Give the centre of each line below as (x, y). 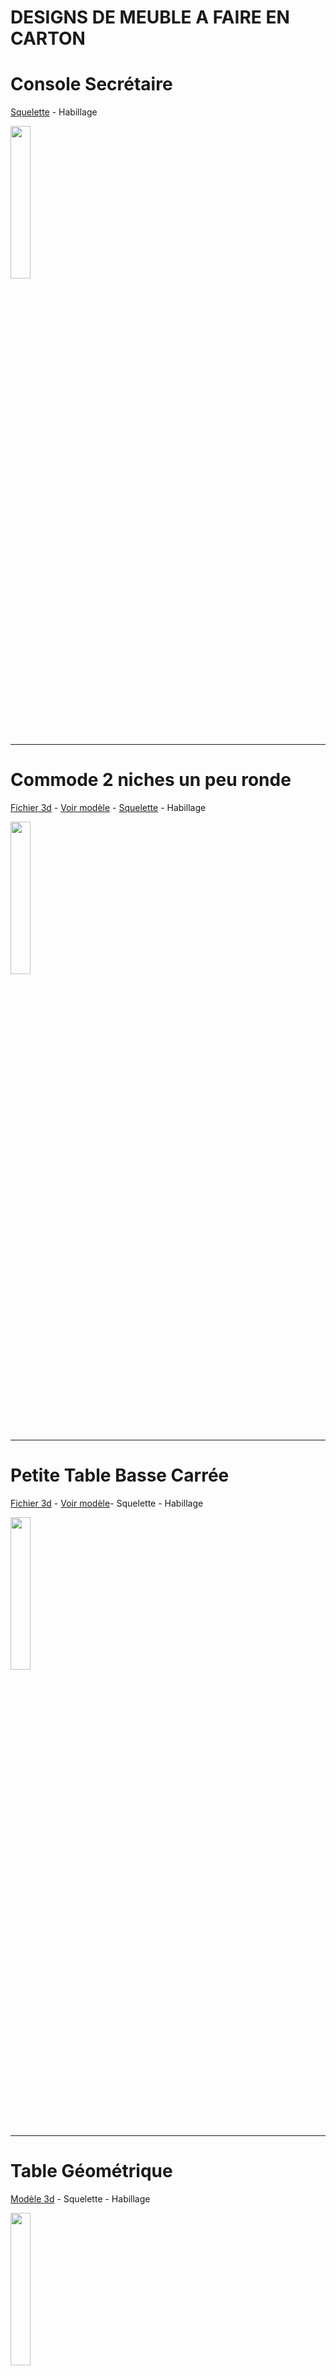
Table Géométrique (91, 2171)
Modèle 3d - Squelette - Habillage (80, 2198)
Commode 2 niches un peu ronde (151, 780)
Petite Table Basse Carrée (120, 1475)
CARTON (48, 38)
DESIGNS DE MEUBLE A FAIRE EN (150, 17)
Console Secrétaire (91, 84)
